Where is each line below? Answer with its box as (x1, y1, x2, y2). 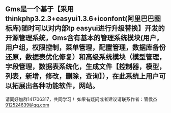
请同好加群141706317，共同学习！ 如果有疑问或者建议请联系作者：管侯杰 (5, 96, 158, 102)
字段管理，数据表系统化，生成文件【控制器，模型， (5, 62, 166, 71)
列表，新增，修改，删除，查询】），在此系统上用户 (5, 72, 159, 81)
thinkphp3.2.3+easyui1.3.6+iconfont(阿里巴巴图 (5, 14, 161, 23)
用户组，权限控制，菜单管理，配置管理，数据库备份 (5, 43, 166, 52)
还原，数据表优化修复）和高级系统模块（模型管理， (5, 53, 166, 61)
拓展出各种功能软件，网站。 (12, 81, 99, 91)
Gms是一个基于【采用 (5, 5, 74, 14)
